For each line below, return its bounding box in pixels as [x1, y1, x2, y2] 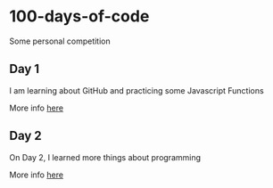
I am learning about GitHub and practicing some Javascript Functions [9, 85, 265, 95]
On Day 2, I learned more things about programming [9, 151, 202, 162]
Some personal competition [9, 36, 111, 46]
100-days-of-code [9, 6, 150, 27]
